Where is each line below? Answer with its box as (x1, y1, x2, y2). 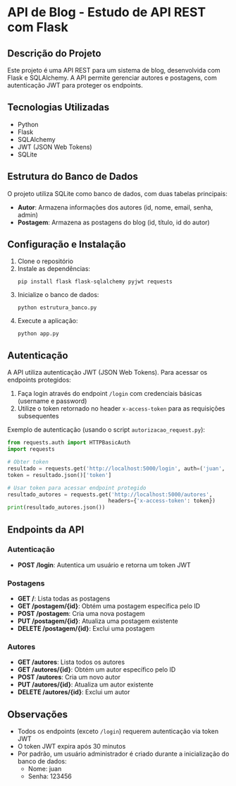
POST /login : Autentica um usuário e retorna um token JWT (17, 560, 192, 569)
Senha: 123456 (27, 772, 73, 780)
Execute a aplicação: (17, 317, 78, 325)
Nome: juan (27, 765, 62, 773)
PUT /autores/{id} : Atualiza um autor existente (17, 680, 154, 689)
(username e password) (17, 397, 87, 406)
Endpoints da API (7, 524, 85, 536)
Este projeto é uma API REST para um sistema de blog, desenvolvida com (7, 66, 221, 74)
